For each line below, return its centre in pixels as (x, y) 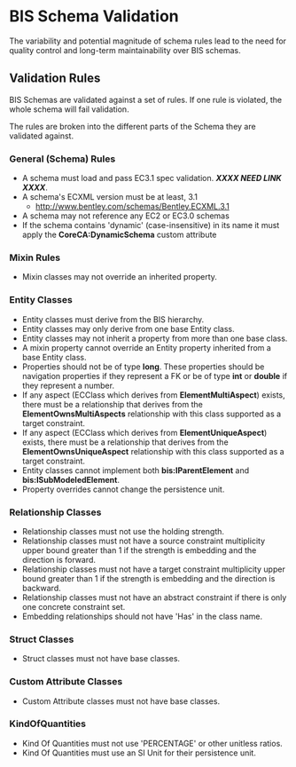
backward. (42, 588)
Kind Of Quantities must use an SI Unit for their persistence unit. (139, 753)
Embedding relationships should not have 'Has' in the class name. (142, 616)
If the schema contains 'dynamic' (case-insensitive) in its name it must (151, 225)
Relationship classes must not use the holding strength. (123, 531)
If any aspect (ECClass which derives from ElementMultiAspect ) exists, (153, 395)
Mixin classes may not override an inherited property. (119, 277)
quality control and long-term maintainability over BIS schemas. (125, 50)
